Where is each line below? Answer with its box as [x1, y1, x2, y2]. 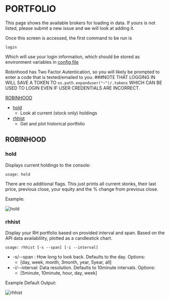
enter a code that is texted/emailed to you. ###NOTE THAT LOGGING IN [5, 74, 156, 80]
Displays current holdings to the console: [5, 162, 91, 168]
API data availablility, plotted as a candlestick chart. [5, 235, 113, 241]
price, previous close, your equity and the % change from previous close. [5, 186, 158, 192]
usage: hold [5, 172, 30, 177]
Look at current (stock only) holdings [20, 110, 98, 116]
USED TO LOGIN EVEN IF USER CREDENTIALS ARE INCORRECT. [5, 84, 140, 91]
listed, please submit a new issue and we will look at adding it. [5, 25, 135, 31]
